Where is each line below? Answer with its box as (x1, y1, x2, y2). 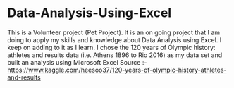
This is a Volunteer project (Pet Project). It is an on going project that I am (7, 28, 221, 37)
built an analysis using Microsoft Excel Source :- (7, 58, 147, 66)
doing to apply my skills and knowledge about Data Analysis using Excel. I (7, 35, 222, 44)
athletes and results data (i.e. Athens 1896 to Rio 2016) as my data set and (7, 51, 223, 59)
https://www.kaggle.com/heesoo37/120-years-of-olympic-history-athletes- (7, 65, 227, 74)
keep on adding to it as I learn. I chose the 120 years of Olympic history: (7, 43, 216, 51)
